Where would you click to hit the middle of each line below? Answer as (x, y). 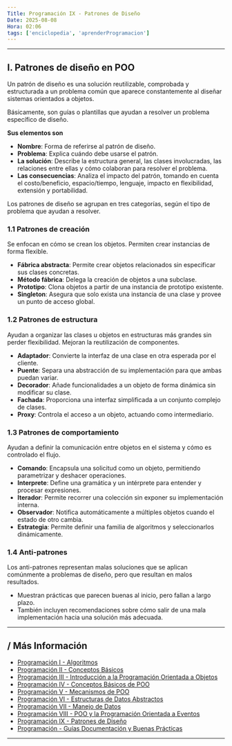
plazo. (26, 603)
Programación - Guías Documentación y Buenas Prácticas (100, 729)
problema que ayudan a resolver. (54, 211)
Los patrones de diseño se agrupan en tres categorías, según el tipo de (109, 204)
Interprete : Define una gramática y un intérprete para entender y (109, 482)
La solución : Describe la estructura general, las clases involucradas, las (119, 161)
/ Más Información (47, 645)
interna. (28, 504)
